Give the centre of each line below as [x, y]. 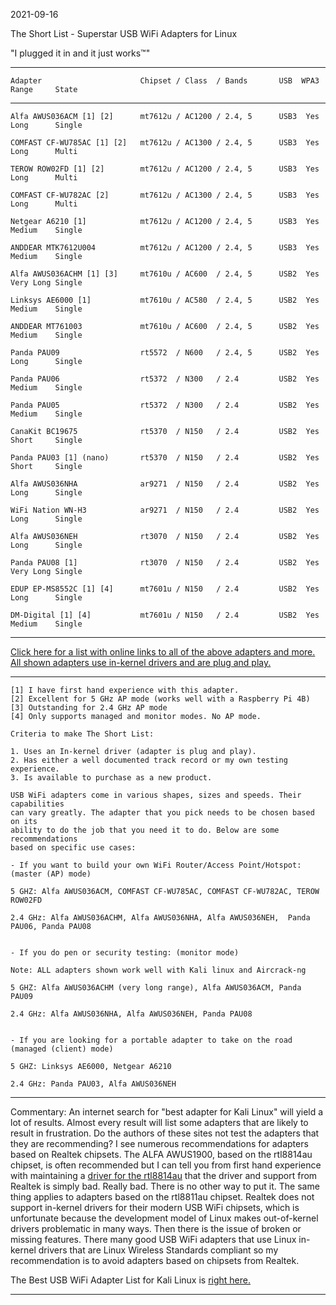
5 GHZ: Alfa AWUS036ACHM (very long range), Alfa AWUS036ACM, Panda [156, 988]
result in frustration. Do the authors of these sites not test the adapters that [165, 1133]
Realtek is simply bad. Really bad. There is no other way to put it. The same [165, 1186]
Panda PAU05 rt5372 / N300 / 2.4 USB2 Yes [165, 405]
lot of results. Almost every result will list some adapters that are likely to [159, 1122]
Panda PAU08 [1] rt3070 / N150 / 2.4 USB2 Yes [165, 563]
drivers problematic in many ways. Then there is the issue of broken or [156, 1228]
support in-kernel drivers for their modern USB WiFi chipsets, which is [155, 1207]
